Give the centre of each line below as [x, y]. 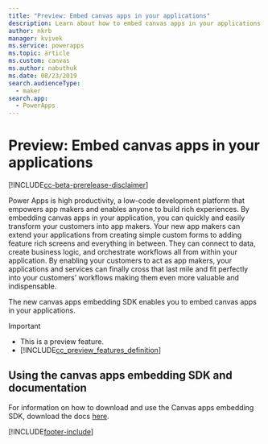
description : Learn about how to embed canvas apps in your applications [135, 23]
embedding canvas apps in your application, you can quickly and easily [127, 218]
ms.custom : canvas [39, 61]
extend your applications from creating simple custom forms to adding [125, 235]
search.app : [28, 98]
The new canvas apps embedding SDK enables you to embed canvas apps [133, 302]
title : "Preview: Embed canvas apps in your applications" [109, 16]
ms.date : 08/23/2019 [43, 76]
